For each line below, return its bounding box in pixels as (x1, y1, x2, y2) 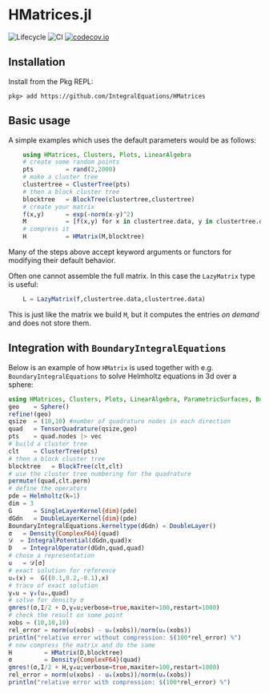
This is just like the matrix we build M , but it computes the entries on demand (8, 309, 260, 319)
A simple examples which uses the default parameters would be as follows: (8, 135, 257, 145)
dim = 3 (8, 499, 34, 507)
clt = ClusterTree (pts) (8, 447, 98, 455)
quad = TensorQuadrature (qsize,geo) (8, 425, 138, 434)
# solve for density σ (8, 596, 84, 604)
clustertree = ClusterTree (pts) (22, 180, 130, 189)
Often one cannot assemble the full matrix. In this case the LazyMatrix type (8, 271, 255, 281)
